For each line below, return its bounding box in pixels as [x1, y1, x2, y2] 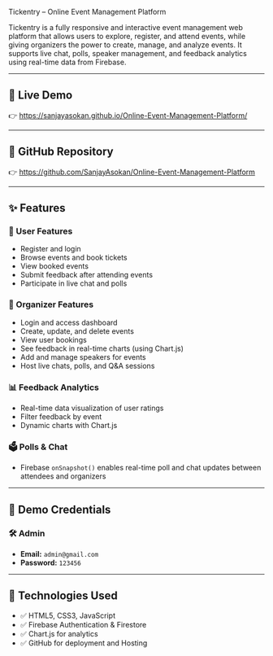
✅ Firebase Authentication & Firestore [19, 619, 147, 629]
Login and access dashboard [19, 317, 118, 327]
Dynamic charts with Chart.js [19, 420, 118, 430]
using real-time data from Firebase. [8, 57, 127, 67]
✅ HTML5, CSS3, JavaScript [19, 610, 116, 620]
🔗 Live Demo [8, 89, 73, 103]
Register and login [19, 244, 81, 254]
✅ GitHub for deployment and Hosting [19, 638, 148, 648]
